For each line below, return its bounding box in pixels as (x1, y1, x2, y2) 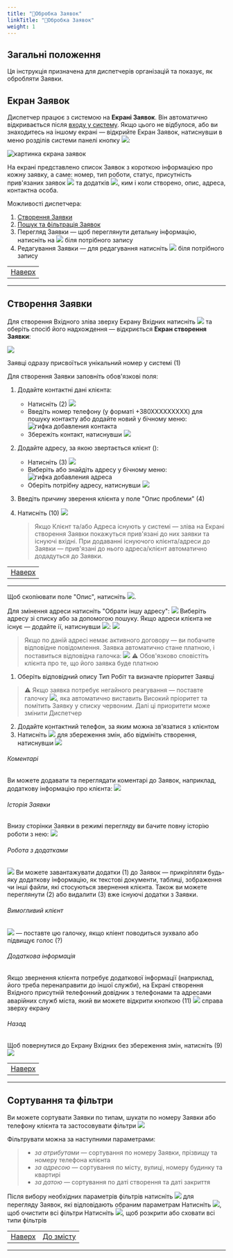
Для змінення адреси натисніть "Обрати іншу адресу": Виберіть (7, 607, 207, 615)
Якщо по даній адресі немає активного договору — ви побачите (24, 636, 215, 644)
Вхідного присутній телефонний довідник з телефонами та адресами (7, 988, 212, 996)
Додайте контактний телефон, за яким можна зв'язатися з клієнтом (17, 722, 220, 730)
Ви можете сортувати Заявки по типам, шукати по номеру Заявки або (7, 1113, 216, 1121)
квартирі (34, 1171, 61, 1179)
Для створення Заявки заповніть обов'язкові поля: (7, 372, 158, 380)
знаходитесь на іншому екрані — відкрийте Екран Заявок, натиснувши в (7, 128, 223, 136)
